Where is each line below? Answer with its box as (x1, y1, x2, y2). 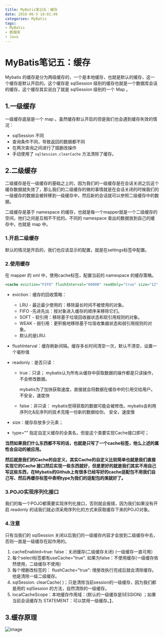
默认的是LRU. (19, 332, 46, 338)
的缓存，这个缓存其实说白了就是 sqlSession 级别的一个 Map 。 (5, 86, 131, 92)
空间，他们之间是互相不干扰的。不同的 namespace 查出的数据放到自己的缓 (5, 215, 155, 221)
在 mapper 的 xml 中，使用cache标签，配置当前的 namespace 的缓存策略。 (5, 273, 156, 278)
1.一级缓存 (5, 102, 36, 111)
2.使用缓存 (5, 260, 30, 267)
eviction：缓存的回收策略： (12, 292, 67, 297)
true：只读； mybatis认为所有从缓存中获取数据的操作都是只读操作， (19, 370, 156, 376)
